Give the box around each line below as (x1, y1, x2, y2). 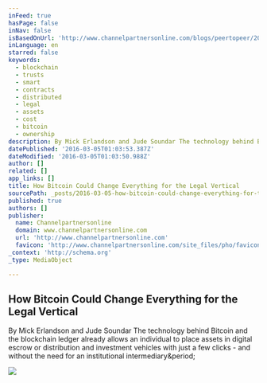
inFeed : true (8, 11, 52, 20)
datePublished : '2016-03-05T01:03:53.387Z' (8, 145, 155, 153)
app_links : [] (8, 174, 56, 183)
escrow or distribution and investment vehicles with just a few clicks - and (8, 343, 251, 353)
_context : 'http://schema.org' (8, 248, 112, 256)
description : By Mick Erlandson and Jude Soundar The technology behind (8, 137, 254, 146)
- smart (15, 78, 41, 86)
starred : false (8, 49, 59, 57)
